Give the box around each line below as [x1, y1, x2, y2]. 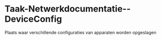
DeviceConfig [4, 13, 62, 25]
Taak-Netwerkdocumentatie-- [4, 3, 131, 14]
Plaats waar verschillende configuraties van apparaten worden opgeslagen [4, 29, 157, 35]
